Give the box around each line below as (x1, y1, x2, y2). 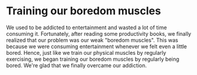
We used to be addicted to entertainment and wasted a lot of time (6, 24, 167, 31)
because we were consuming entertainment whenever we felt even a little (6, 43, 187, 50)
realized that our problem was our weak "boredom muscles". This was (6, 36, 179, 43)
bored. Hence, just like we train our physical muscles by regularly (6, 49, 167, 56)
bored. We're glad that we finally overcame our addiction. (6, 61, 147, 69)
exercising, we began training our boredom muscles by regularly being (6, 55, 180, 62)
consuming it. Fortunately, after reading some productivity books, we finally (6, 30, 192, 37)
